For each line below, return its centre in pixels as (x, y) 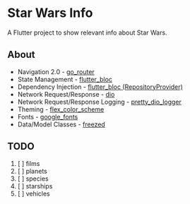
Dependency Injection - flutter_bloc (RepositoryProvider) (100, 87)
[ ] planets (32, 171)
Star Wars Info (50, 13)
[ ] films (29, 163)
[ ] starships (35, 186)
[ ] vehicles (34, 193)
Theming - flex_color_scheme (61, 109)
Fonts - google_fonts (48, 116)
